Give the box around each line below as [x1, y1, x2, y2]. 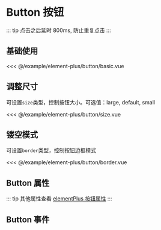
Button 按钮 [6, 5, 64, 19]
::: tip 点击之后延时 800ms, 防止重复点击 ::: [6, 27, 111, 34]
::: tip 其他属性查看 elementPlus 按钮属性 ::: [6, 195, 112, 202]
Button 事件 [6, 214, 50, 225]
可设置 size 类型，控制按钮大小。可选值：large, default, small [6, 98, 155, 106]
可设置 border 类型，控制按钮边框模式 [6, 147, 96, 154]
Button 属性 [6, 177, 50, 188]
